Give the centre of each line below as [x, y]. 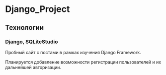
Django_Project [38, 9]
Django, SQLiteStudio [32, 42]
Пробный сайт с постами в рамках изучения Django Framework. [73, 52]
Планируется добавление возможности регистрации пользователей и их [83, 62]
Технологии [24, 28]
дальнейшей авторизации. [33, 67]
